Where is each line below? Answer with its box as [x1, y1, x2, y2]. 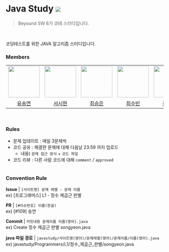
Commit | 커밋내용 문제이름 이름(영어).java [6, 218, 88, 224]
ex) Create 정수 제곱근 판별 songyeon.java [6, 224, 91, 230]
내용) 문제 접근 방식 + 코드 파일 [20, 150, 78, 156]
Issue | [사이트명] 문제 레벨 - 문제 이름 [6, 186, 81, 192]
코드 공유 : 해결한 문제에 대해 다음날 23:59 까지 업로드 [13, 144, 119, 150]
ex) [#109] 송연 [6, 208, 37, 214]
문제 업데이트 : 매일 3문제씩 [13, 138, 67, 144]
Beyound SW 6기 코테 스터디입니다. [18, 20, 89, 26]
